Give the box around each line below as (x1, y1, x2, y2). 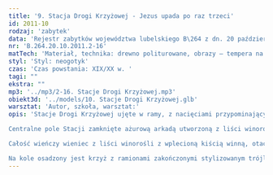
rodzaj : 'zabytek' (8, 27, 71, 35)
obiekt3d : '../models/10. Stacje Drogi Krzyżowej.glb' (8, 95, 198, 103)
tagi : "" (8, 72, 38, 81)
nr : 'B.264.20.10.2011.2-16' (8, 42, 107, 50)
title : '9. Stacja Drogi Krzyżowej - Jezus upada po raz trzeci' (8, 11, 234, 20)
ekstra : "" (8, 80, 45, 88)
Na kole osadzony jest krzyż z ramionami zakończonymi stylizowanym (8, 154, 245, 163)
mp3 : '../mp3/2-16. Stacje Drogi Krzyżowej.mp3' (8, 87, 176, 96)
